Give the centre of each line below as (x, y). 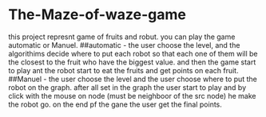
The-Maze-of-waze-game (97, 15)
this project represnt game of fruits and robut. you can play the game (122, 37)
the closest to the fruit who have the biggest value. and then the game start (132, 62)
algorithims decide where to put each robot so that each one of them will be (133, 53)
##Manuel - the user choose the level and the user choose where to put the (133, 79)
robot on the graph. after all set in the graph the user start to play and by (127, 87)
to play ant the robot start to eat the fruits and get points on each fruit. (123, 70)
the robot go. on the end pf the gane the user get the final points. (115, 104)
